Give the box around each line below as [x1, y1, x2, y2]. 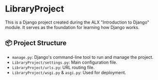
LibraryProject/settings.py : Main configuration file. [12, 59, 117, 65]
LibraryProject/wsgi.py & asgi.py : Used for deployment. [12, 69, 126, 75]
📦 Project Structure [5, 39, 67, 47]
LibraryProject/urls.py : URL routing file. [12, 64, 95, 70]
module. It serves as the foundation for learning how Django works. [5, 24, 140, 30]
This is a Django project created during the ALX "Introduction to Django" [5, 19, 149, 25]
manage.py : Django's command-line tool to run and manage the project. [12, 54, 154, 60]
